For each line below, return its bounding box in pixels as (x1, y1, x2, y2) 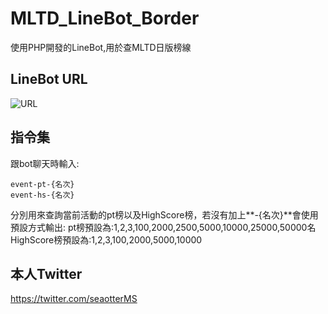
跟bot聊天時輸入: (10, 157, 80, 169)
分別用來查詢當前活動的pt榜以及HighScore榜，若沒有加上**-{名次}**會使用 (10, 208, 319, 221)
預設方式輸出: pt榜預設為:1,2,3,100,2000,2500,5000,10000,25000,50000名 (10, 221, 317, 233)
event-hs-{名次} (10, 190, 75, 200)
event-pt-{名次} (10, 179, 75, 189)
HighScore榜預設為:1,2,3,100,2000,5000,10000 (10, 233, 203, 246)
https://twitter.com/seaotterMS (10, 293, 138, 305)
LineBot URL (10, 71, 88, 88)
